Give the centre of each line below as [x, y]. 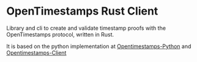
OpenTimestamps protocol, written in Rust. [60, 34]
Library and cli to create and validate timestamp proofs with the [86, 28]
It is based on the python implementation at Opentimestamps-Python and [99, 46]
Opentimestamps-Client [36, 52]
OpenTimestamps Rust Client [82, 11]
